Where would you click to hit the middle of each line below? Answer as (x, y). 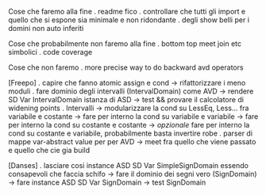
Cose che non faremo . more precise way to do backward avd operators (126, 67)
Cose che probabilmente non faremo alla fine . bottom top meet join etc (125, 44)
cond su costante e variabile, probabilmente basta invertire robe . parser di (130, 133)
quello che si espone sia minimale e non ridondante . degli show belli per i (129, 20)
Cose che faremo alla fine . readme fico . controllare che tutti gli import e (127, 11)
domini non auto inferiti (46, 28)
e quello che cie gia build (49, 150)
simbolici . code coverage (50, 52)
